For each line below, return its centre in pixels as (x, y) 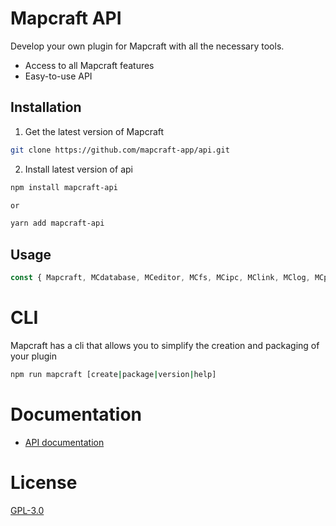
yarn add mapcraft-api (57, 223)
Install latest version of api (78, 169)
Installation (46, 107)
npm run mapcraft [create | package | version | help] (113, 374)
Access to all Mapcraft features (89, 65)
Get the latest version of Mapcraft (94, 131)
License (44, 482)
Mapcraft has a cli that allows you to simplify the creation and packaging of (165, 345)
